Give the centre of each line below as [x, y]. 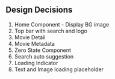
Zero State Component [43, 50]
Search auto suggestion [44, 56]
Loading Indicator [36, 63]
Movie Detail [30, 37]
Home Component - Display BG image [62, 24]
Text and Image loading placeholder [59, 69]
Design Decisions [39, 10]
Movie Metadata [35, 43]
